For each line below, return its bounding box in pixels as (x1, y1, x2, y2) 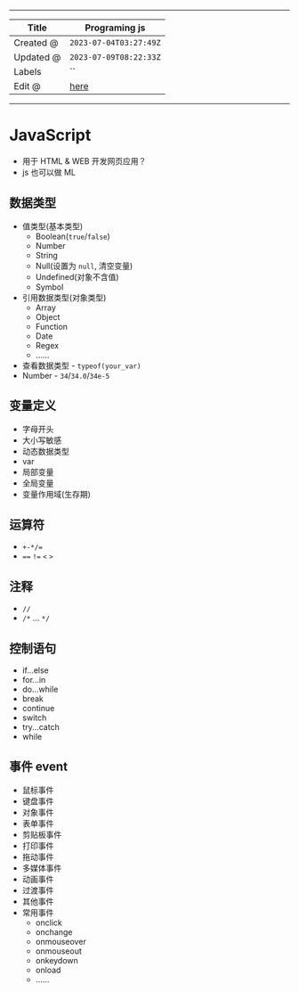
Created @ (13, 37, 59, 49)
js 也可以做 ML (21, 167, 77, 177)
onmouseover (35, 936, 86, 947)
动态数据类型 (21, 446, 69, 456)
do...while (21, 684, 59, 694)
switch (21, 712, 47, 723)
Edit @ (13, 80, 42, 92)
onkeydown (35, 955, 78, 965)
